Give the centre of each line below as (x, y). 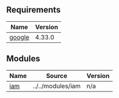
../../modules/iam (56, 86)
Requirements (33, 10)
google (19, 37)
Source (57, 76)
